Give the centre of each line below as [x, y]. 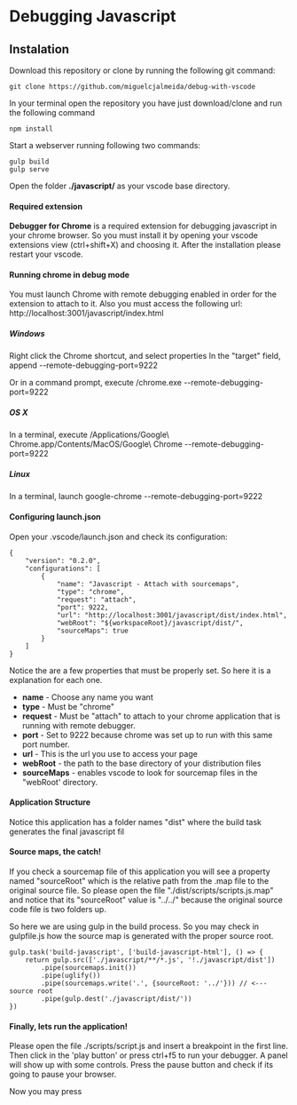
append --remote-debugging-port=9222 [83, 365]
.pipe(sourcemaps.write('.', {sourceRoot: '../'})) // [145, 983]
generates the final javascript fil [67, 831]
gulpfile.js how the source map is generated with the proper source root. [141, 935]
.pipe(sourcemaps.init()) [89, 967]
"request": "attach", [97, 600]
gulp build [29, 162]
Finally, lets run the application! [69, 1026]
